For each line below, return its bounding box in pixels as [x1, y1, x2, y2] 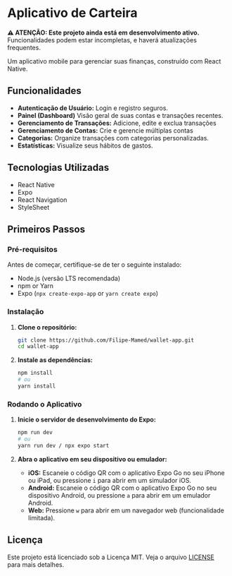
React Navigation [17, 196, 67, 204]
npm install [17, 369, 53, 377]
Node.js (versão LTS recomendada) [17, 274, 121, 283]
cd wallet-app [17, 343, 59, 350]
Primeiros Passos [7, 223, 86, 235]
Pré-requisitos [7, 244, 58, 254]
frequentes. [7, 43, 41, 52]
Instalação [7, 307, 44, 317]
